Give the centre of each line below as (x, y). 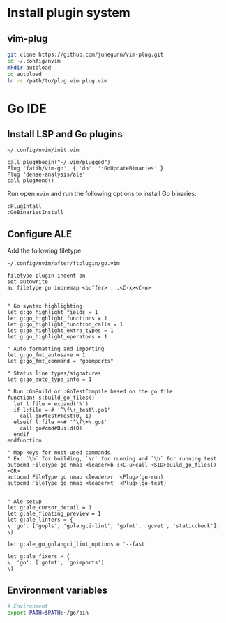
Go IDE (27, 108)
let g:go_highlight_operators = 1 (58, 337)
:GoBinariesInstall (36, 213)
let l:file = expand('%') (51, 404)
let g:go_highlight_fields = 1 (53, 313)
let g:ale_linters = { (40, 520)
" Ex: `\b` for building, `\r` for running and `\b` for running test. (113, 459)
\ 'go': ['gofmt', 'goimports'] (56, 563)
